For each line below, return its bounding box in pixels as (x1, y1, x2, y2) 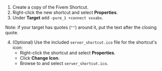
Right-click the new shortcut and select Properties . (12, 9, 118, 15)
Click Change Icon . (19, 55, 60, 61)
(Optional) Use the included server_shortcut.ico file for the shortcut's (12, 39, 157, 45)
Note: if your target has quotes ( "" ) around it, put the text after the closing (5, 24, 157, 30)
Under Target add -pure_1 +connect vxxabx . (12, 15, 104, 20)
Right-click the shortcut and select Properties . (19, 50, 116, 56)
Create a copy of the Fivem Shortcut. (12, 4, 89, 10)
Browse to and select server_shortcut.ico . (19, 61, 108, 66)
